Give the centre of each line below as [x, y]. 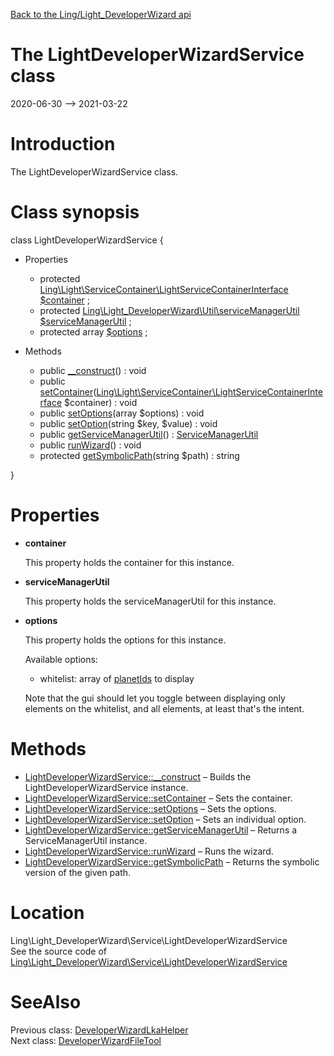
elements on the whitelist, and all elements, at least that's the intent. [164, 708]
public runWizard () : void [90, 445]
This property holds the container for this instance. [129, 562]
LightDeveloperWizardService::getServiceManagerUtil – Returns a [161, 830]
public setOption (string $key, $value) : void [128, 423]
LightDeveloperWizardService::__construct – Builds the [138, 776]
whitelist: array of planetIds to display [117, 678]
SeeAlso [46, 1001]
